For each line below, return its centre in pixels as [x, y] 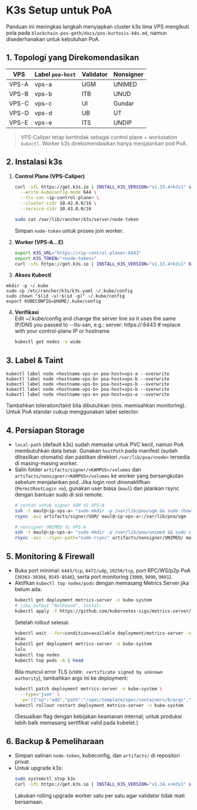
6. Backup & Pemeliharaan [55, 741]
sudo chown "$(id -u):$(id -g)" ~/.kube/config [66, 296]
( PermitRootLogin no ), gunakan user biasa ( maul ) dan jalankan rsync [97, 488]
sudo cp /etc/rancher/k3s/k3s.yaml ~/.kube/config [69, 291]
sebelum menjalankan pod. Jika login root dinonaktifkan [82, 482]
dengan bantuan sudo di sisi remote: [59, 494]
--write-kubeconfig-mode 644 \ [59, 192]
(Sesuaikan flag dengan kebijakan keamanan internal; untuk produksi [98, 716]
